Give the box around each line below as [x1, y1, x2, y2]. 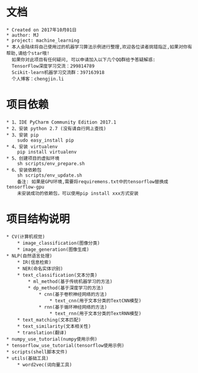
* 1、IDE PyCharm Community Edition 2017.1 [6, 119, 117, 125]
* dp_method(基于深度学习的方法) [28, 284, 104, 291]
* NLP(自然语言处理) [6, 252, 53, 259]
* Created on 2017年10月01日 [6, 27, 77, 33]
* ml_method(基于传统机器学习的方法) [28, 278, 113, 284]
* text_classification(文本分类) [17, 272, 98, 278]
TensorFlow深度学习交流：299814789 [11, 63, 95, 69]
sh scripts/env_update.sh [17, 172, 83, 178]
